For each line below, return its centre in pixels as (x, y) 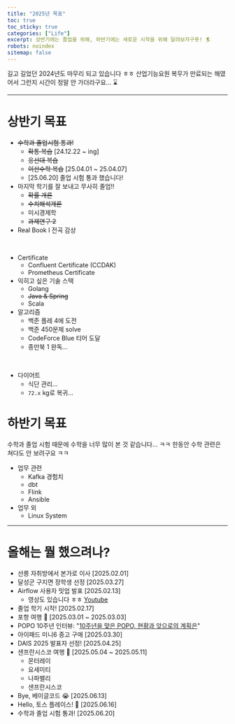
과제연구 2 (42, 221)
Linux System (48, 516)
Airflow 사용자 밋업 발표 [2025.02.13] (69, 590)
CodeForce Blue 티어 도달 (64, 338)
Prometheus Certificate (62, 272)
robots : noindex (31, 46)
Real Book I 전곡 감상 (47, 230)
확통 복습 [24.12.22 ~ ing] (63, 151)
